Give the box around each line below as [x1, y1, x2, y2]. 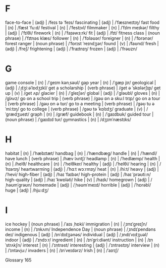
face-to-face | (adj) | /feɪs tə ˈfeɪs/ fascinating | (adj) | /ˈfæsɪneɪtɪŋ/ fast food [5, 19, 160, 25]
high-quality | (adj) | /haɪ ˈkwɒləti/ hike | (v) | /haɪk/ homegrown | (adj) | [5, 177, 150, 183]
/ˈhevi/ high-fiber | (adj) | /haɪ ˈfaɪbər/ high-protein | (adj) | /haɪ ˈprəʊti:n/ [5, 171, 151, 177]
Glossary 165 [5, 257, 32, 263]
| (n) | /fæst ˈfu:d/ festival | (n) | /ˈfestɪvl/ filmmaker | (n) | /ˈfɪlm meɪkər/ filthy [5, 24, 160, 30]
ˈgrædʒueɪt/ [5, 111, 30, 117]
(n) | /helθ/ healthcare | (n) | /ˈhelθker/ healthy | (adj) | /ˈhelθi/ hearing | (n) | [5, 161, 159, 167]
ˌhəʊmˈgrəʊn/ [5, 182, 32, 188]
